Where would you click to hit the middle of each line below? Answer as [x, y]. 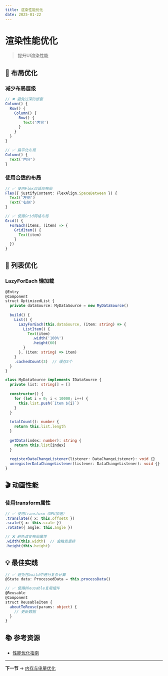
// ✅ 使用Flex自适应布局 [29, 188]
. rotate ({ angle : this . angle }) [39, 528]
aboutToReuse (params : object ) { [43, 607]
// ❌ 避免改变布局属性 [26, 537]
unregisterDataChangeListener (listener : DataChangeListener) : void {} [85, 464]
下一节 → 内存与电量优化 [30, 668]
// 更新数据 [25, 611]
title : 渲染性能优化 [24, 10]
